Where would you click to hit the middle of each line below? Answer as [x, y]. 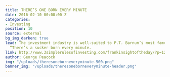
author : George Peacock [30, 57]
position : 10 [19, 29]
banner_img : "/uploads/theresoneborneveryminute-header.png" [71, 66]
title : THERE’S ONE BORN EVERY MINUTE [46, 10]
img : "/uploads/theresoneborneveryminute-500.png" [60, 62]
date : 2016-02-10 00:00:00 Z [36, 15]
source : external [24, 33]
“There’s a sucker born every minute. [51, 48]
